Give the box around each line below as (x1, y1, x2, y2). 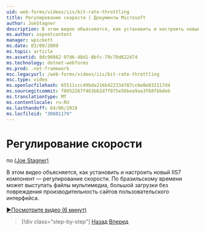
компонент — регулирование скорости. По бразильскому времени (6, 175, 182, 182)
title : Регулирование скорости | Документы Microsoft (6, 15, 146, 21)
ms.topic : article (6, 49, 53, 55)
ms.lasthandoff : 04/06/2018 (6, 105, 78, 111)
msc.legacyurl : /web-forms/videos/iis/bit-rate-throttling (6, 71, 160, 77)
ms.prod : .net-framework (6, 65, 70, 72)
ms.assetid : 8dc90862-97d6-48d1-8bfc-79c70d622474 (6, 54, 138, 60)
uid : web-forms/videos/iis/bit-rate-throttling (6, 9, 130, 15)
